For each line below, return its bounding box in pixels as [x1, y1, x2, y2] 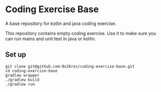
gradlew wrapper [5, 73, 39, 78]
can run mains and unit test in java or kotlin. [5, 36, 96, 42]
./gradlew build [5, 77, 39, 82]
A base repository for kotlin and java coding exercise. [5, 20, 116, 26]
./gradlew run [5, 81, 35, 87]
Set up [5, 50, 26, 59]
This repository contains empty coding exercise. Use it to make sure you [5, 30, 156, 36]
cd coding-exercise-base [5, 68, 58, 73]
